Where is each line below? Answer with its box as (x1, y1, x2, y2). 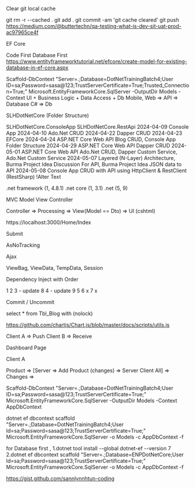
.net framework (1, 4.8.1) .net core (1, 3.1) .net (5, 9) (6, 185, 128, 192)
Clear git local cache (6, 5, 56, 12)
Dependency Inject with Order (6, 276, 79, 283)
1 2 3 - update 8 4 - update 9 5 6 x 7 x (6, 288, 98, 294)
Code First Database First (6, 52, 68, 58)
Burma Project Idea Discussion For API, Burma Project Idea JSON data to (6, 161, 182, 168)
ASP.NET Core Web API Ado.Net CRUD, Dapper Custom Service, (21, 148, 177, 155)
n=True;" (6, 88, 28, 95)
